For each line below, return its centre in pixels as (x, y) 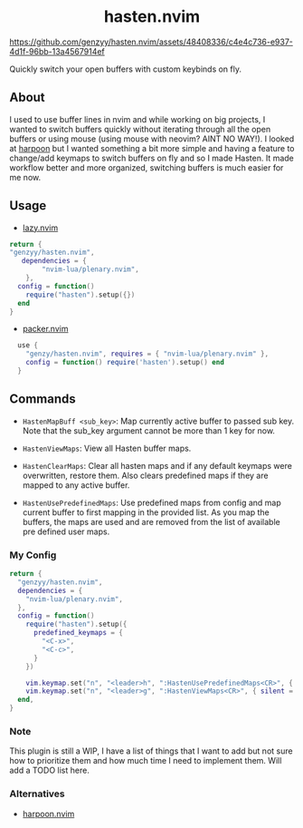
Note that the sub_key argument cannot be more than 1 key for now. (149, 430)
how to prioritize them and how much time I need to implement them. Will (146, 761)
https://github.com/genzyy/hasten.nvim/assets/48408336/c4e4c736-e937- (151, 42)
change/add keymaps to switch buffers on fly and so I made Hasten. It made (151, 158)
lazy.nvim (40, 228)
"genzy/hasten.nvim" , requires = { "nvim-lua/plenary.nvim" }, (147, 354)
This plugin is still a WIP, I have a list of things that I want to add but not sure (151, 751)
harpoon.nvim (48, 813)
